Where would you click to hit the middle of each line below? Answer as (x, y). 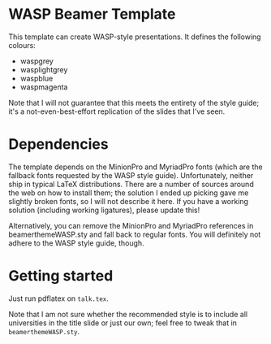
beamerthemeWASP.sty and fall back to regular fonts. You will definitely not (135, 234)
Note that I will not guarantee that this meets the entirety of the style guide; (134, 102)
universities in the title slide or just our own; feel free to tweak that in (123, 323)
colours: (22, 45)
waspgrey (37, 61)
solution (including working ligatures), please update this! (104, 210)
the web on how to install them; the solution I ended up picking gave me (129, 193)
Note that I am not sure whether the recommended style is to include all (128, 314)
